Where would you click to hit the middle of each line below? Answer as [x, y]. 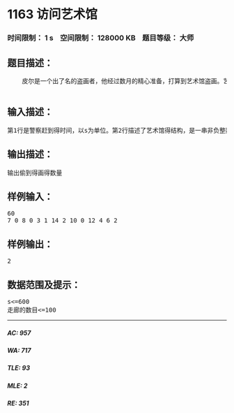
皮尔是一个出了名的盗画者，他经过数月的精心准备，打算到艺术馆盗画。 [123, 81]
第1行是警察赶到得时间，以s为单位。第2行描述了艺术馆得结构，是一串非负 [114, 130]
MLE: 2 [17, 386]
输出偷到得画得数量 [35, 173]
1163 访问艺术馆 [53, 14]
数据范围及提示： [44, 285]
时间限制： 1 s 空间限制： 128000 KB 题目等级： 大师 [101, 38]
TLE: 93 [18, 368]
